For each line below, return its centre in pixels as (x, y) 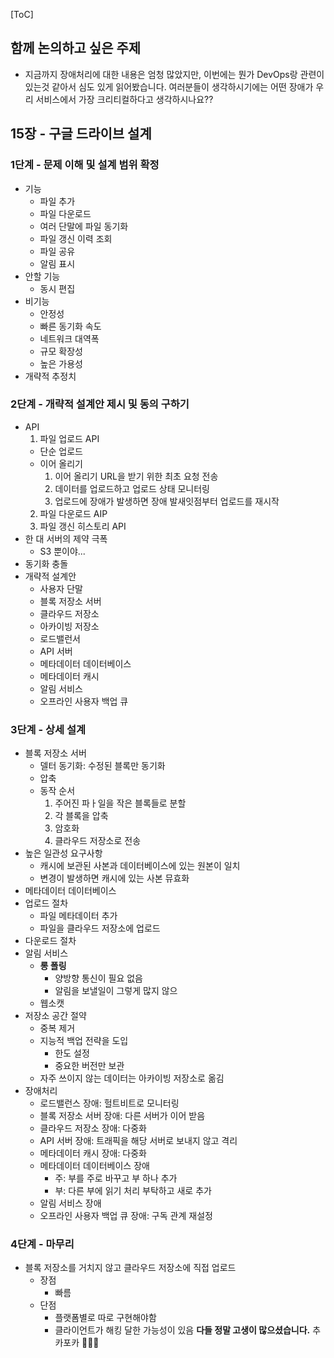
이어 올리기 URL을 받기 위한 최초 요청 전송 (136, 476)
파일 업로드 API (69, 438)
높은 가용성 (61, 363)
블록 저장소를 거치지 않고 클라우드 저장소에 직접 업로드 (130, 1268)
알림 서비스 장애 (70, 1203)
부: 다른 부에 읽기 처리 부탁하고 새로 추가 (133, 1191)
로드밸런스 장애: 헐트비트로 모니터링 (109, 1103)
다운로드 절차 (50, 941)
